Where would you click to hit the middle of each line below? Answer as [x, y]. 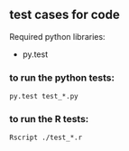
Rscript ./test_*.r [46, 138]
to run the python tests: [62, 78]
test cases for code [64, 15]
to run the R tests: [49, 119]
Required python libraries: [57, 36]
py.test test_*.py [44, 97]
